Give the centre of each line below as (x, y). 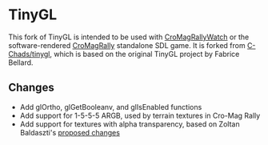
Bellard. (21, 62)
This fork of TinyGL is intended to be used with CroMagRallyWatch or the (129, 37)
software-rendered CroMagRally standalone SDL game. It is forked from (127, 45)
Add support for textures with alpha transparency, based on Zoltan (130, 124)
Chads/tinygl (29, 54)
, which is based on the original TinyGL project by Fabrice (144, 54)
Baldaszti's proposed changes (70, 132)
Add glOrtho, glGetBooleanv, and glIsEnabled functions (111, 107)
